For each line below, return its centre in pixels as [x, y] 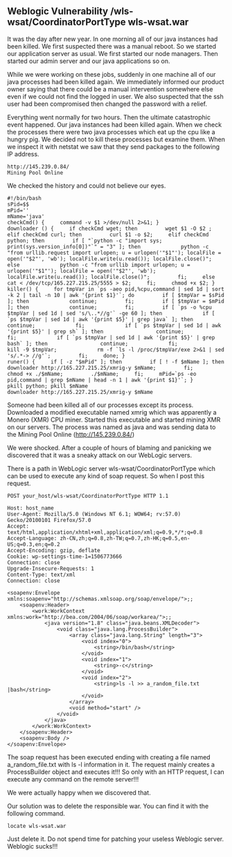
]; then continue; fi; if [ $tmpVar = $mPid [116, 301]
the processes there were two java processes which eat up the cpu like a [111, 132]
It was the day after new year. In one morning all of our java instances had [113, 39]
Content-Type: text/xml [42, 575]
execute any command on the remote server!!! [73, 779]
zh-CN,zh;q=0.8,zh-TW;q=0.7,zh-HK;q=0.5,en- [125, 538]
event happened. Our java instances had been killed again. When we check [115, 125]
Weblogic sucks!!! [33, 846]
